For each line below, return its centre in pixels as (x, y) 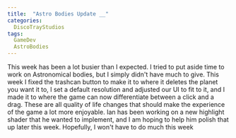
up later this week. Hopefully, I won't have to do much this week (100, 127)
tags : (15, 34)
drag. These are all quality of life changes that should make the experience (116, 104)
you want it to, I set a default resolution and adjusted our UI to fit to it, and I (116, 90)
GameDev (25, 40)
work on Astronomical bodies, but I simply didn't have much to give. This (113, 74)
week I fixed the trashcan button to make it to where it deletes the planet (113, 82)
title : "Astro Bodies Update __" (58, 14)
